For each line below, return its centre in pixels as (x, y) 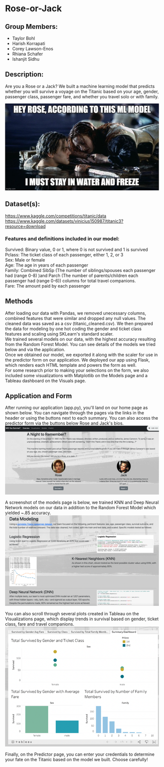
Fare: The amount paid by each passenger (48, 286)
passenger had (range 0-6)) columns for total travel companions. (71, 281)
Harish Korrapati (29, 44)
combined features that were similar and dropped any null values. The (75, 318)
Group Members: (31, 27)
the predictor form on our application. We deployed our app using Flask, (78, 360)
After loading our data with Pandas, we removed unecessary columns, (76, 313)
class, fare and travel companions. (40, 624)
